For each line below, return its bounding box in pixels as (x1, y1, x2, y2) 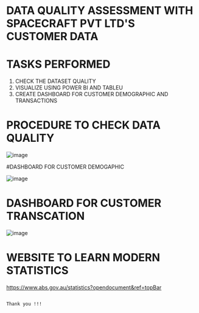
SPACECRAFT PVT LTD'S (6, 16, 135, 30)
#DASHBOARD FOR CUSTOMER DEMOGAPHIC (6, 163, 125, 171)
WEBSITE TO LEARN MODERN (6, 251, 160, 265)
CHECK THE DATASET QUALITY (15, 77, 96, 85)
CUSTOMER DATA (6, 30, 99, 43)
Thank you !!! (6, 301, 43, 307)
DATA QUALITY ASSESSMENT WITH (6, 4, 194, 18)
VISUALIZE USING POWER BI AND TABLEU (15, 84, 124, 91)
